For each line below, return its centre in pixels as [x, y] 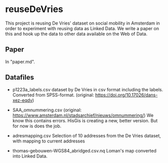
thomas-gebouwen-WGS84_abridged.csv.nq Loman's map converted [85, 150]
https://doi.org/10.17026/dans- [126, 95]
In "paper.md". [20, 62]
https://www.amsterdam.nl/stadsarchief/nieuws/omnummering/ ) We [83, 115]
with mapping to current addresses [49, 141]
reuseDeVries [34, 9]
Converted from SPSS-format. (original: [53, 95]
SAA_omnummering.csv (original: [47, 110]
